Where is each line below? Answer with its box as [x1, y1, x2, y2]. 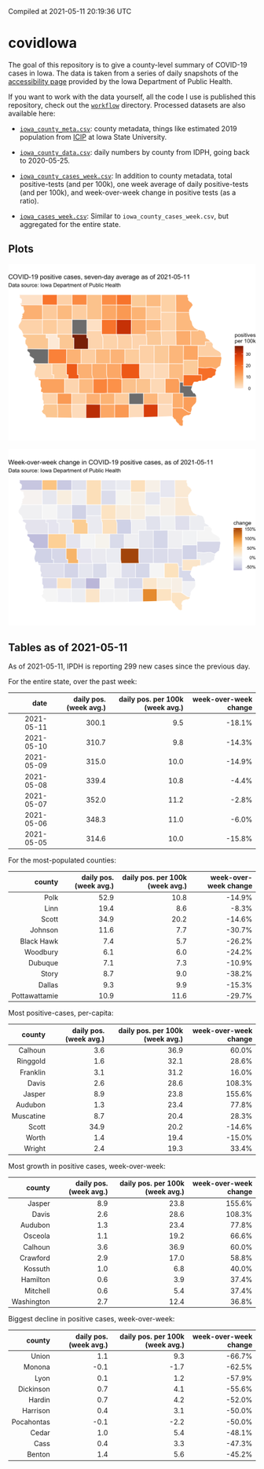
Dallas [38, 980, 59, 989]
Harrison [22, 1406, 51, 1416]
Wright [24, 1144, 46, 1153]
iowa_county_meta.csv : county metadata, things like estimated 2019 [19, 123, 237, 133]
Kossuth [23, 1264, 50, 1273]
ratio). [19, 196, 39, 205]
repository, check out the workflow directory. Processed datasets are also [8, 100, 246, 109]
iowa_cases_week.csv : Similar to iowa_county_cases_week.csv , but [19, 211, 229, 221]
